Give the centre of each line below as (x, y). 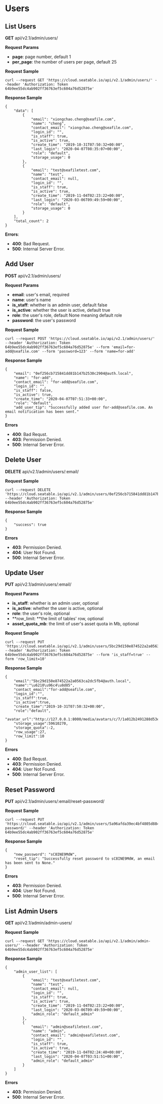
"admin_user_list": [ (35, 972)
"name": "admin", (49, 1031)
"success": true (30, 525)
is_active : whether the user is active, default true (61, 310)
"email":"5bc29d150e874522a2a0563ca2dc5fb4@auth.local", (73, 681)
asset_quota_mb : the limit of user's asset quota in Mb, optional (75, 624)
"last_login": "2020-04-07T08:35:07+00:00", (77, 149)
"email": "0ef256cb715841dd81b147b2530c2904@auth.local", (73, 373)
